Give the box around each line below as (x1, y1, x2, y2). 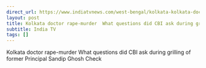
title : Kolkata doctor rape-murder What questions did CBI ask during (6, 20, 193, 26)
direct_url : (6, 9, 37, 15)
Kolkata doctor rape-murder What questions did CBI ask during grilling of (6, 48, 191, 56)
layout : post (6, 15, 40, 21)
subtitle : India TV (6, 26, 56, 32)
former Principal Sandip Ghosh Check (6, 55, 102, 62)
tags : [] (6, 32, 29, 38)
